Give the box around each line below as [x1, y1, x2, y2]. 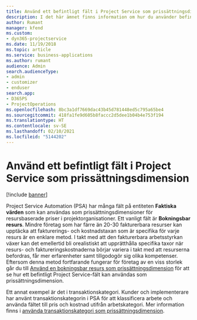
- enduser [6, 85, 30, 91]
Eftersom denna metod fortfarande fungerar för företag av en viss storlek [6, 258, 183, 265]
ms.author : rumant [6, 57, 51, 63]
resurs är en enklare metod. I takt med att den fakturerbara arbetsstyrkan [6, 233, 183, 240]
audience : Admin [6, 63, 46, 69]
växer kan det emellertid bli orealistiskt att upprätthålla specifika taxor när [6, 240, 184, 247]
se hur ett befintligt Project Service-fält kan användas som [6, 271, 147, 278]
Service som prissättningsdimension [6, 171, 189, 185]
